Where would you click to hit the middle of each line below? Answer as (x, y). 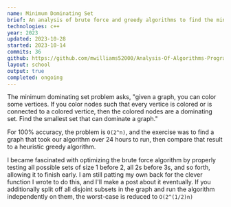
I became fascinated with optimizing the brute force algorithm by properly (112, 160)
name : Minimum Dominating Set (51, 13)
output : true (26, 71)
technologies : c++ (33, 26)
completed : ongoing (35, 77)
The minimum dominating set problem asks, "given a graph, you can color (112, 97)
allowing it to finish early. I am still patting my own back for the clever (105, 175)
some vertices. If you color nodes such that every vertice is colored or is (110, 105)
